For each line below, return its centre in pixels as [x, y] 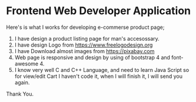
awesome [26, 64]
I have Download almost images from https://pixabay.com [84, 51]
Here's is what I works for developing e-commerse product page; [85, 27]
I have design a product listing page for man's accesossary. [87, 38]
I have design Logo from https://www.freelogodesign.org [84, 45]
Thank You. [20, 94]
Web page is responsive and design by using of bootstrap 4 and [92, 57]
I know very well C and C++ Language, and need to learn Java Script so [102, 70]
